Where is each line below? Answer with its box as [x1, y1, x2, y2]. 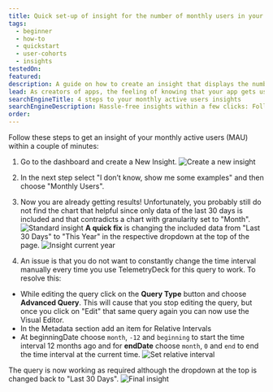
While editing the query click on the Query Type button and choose [19, 290, 247, 298]
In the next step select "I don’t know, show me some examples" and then [19, 172, 264, 182]
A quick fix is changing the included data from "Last [84, 223, 261, 233]
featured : [8, 72, 42, 81]
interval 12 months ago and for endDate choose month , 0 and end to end [19, 341, 259, 351]
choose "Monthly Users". [19, 181, 105, 191]
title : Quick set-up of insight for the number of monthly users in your [8, 11, 264, 20]
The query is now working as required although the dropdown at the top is [8, 365, 258, 375]
